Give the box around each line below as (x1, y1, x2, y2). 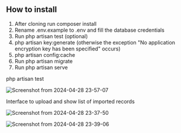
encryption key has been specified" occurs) (14, 45, 121, 52)
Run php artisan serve (14, 64, 69, 71)
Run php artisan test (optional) (14, 32, 88, 40)
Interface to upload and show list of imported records (6, 98, 135, 105)
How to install (6, 5, 57, 15)
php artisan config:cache (14, 51, 76, 58)
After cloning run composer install (14, 20, 97, 27)
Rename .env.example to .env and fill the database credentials (14, 26, 165, 33)
